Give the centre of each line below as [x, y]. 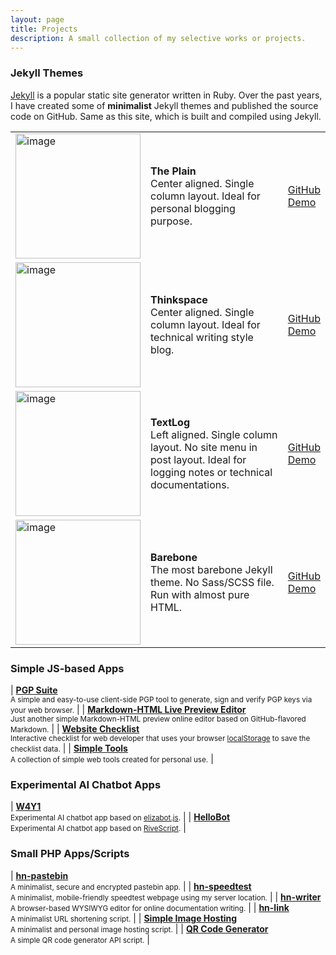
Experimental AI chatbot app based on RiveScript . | [98, 828]
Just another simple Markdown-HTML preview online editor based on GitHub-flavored [158, 719]
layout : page [37, 19]
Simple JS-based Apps [67, 668]
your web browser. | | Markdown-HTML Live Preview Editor [128, 709]
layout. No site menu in [204, 447]
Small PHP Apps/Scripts [70, 854]
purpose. [171, 221]
